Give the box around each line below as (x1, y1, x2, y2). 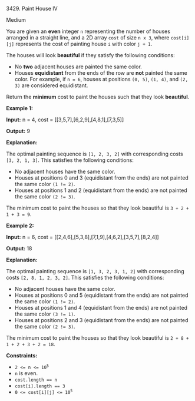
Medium (6, 16, 27, 23)
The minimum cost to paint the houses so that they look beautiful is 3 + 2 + (6, 204, 190, 211)
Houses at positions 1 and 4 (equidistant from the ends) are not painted (14, 304, 187, 311)
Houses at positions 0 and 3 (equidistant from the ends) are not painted (14, 174, 189, 181)
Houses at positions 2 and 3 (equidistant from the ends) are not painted (14, 317, 189, 323)
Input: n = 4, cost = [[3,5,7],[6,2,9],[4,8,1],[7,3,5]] (6, 116, 124, 123)
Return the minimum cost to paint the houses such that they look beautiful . (6, 94, 190, 100)
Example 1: (6, 105, 34, 111)
